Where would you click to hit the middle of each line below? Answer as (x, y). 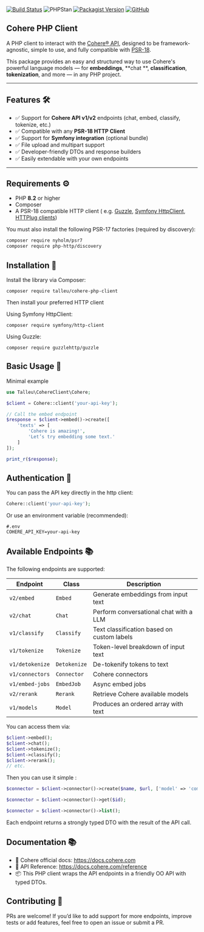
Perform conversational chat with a (143, 612)
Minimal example (27, 381)
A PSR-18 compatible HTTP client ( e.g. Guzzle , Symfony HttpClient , (100, 211)
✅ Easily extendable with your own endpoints (72, 158)
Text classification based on (133, 629)
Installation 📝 (32, 265)
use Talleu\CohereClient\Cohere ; (49, 392)
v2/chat (20, 616)
